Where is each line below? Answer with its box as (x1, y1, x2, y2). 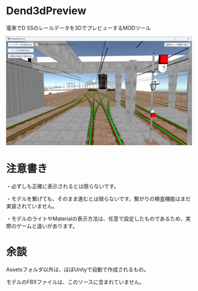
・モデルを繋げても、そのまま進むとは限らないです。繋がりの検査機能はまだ (6, 196, 192, 203)
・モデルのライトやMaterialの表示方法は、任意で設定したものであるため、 (6, 215, 186, 222)
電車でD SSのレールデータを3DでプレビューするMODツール (6, 24, 151, 31)
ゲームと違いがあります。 (16, 223, 78, 230)
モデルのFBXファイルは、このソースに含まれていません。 (6, 279, 145, 286)
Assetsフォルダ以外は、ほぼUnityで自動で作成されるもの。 (6, 266, 149, 273)
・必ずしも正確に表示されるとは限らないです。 (6, 183, 120, 190)
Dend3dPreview (6, 4, 87, 18)
